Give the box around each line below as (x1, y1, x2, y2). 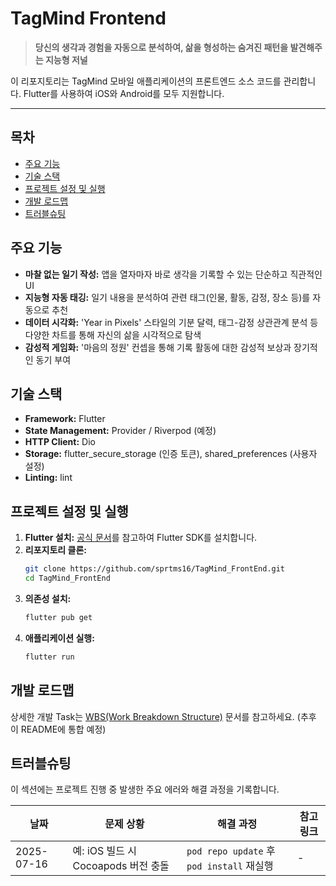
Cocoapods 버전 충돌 (72, 859, 170, 873)
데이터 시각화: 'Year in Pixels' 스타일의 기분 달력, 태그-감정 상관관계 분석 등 (24, 316, 319, 328)
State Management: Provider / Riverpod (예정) (24, 425, 217, 437)
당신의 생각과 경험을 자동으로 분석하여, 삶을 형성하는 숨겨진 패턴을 (34, 41, 289, 53)
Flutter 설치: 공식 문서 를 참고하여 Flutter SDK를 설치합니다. (24, 532, 258, 544)
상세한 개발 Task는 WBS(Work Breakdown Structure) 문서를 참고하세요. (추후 (10, 710, 317, 722)
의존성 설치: (24, 592, 72, 604)
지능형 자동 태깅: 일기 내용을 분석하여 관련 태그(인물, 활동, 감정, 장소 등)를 (24, 291, 311, 303)
